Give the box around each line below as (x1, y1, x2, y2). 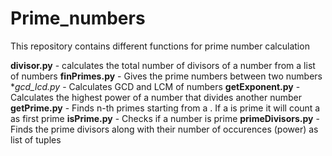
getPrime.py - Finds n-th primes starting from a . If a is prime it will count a (10, 102, 321, 114)
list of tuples (10, 133, 62, 146)
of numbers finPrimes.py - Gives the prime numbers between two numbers (10, 70, 323, 82)
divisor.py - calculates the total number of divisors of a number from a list (10, 59, 316, 71)
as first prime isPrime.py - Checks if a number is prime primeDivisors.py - (10, 112, 320, 124)
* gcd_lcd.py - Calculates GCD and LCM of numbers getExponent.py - (10, 80, 301, 92)
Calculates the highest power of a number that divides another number (10, 91, 302, 103)
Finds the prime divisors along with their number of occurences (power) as (10, 123, 319, 135)
